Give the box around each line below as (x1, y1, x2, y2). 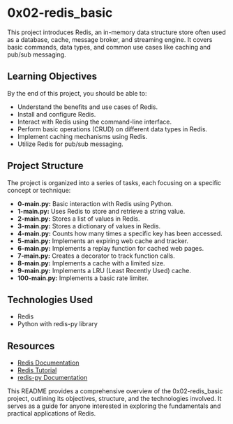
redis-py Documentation (17, 374, 88, 382)
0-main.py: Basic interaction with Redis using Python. (17, 199, 173, 207)
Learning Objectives (7, 71, 98, 82)
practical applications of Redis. (7, 409, 96, 418)
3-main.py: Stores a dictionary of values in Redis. (17, 221, 161, 230)
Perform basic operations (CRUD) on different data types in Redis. (17, 124, 208, 133)
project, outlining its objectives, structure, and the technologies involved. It (7, 395, 222, 403)
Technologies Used (7, 293, 93, 305)
